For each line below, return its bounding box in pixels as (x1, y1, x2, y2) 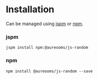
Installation (6, 4, 55, 15)
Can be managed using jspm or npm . (6, 21, 84, 27)
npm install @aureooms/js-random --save (6, 68, 93, 74)
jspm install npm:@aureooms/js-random (6, 45, 88, 50)
